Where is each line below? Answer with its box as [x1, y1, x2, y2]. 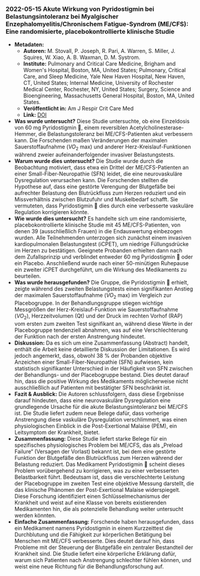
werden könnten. [14, 512, 56, 519]
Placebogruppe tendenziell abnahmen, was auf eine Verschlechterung [14, 326, 188, 334]
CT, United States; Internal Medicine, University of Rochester [23, 79, 174, 87]
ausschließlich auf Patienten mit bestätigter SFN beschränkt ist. [14, 384, 171, 391]
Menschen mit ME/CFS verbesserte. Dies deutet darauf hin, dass [14, 537, 175, 544]
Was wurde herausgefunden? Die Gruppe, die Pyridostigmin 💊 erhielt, [14, 279, 189, 286]
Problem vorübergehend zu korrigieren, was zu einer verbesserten [14, 467, 179, 474]
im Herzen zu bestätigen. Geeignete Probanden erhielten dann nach [14, 247, 183, 254]
